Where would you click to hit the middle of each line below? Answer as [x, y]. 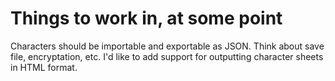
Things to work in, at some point [146, 18]
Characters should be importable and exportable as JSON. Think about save [167, 46]
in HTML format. [44, 67]
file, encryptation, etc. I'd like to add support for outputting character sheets [167, 56]
